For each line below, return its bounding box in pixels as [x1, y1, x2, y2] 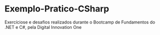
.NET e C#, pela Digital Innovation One [4, 24, 82, 30]
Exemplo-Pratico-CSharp [4, 3, 109, 14]
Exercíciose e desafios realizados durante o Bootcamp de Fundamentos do [4, 19, 156, 25]
